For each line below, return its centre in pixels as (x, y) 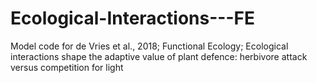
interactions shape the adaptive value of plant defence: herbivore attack (159, 56)
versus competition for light (67, 67)
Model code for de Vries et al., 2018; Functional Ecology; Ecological (149, 46)
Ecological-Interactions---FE (132, 18)
